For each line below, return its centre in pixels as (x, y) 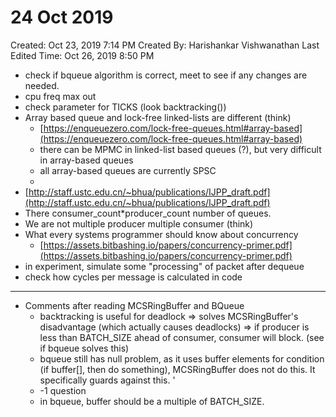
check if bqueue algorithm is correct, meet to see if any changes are (166, 75)
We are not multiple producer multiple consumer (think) (139, 223)
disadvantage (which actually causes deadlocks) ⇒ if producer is (174, 327)
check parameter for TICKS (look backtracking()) (125, 107)
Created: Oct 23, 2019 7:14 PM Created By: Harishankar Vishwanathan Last (165, 45)
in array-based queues (86, 160)
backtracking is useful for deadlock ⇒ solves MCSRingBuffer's (169, 316)
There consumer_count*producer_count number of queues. (148, 213)
